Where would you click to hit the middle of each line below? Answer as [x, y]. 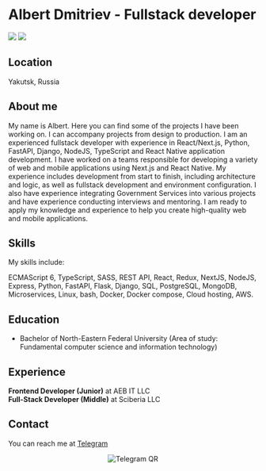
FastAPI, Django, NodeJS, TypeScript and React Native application [117, 151]
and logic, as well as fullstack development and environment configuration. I [133, 185]
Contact [28, 425]
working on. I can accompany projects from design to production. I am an [128, 134]
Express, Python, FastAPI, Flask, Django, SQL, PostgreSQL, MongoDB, [123, 286]
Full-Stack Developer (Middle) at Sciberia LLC [84, 399]
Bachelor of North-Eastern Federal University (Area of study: [119, 339]
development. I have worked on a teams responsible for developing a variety [133, 159]
